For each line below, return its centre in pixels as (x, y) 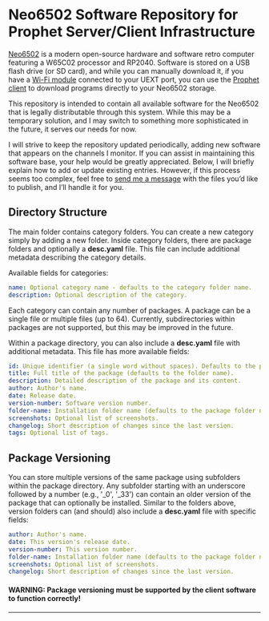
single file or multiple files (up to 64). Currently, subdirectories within (122, 319)
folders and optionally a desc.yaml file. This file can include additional (124, 248)
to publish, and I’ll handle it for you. (66, 187)
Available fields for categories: (58, 272)
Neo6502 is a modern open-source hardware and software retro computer (131, 54)
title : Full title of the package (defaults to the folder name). (121, 373)
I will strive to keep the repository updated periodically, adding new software (134, 144)
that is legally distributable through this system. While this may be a (119, 112)
